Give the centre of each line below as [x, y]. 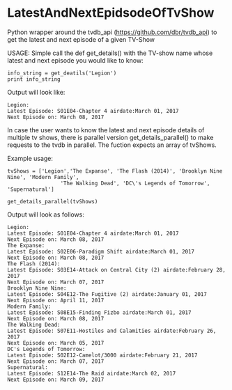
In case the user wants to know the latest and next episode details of [106, 130]
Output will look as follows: [46, 214]
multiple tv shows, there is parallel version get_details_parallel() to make [110, 137]
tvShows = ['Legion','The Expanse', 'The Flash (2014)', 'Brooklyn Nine [115, 171]
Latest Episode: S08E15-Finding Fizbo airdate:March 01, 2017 [99, 312]
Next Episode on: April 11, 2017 [56, 300]
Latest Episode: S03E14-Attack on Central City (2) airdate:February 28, [117, 270]
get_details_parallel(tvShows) [53, 201]
